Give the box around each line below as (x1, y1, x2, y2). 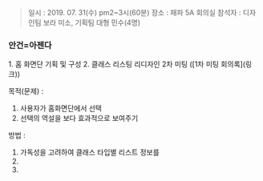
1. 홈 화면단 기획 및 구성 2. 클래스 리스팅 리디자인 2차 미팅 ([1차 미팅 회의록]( (8, 59, 246, 69)
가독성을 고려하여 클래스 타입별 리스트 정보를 (19, 147, 160, 157)
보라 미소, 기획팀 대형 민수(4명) (42, 18, 141, 27)
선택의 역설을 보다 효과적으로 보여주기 (19, 114, 139, 123)
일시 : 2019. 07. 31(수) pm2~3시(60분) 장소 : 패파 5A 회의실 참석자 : (27, 8, 241, 17)
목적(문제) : (8, 86, 44, 96)
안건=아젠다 (8, 39, 52, 50)
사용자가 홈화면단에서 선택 (19, 103, 103, 113)
